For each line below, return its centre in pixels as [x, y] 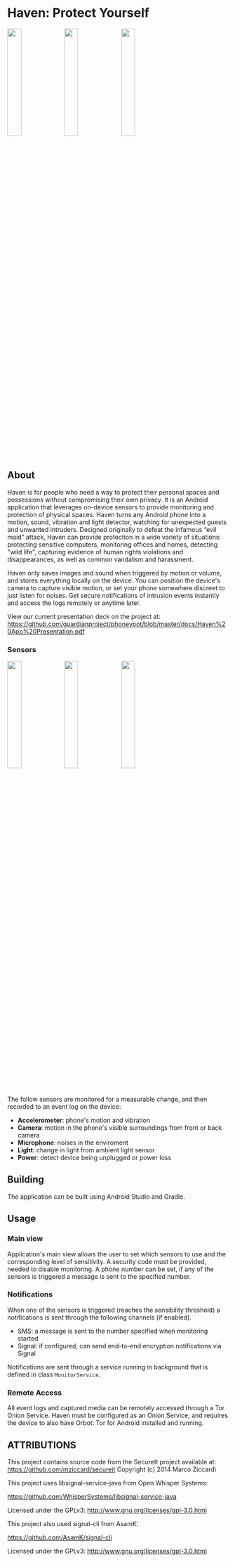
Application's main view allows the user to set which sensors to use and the [117, 1254]
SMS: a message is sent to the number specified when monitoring [113, 1331]
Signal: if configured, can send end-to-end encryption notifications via [120, 1346]
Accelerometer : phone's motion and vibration [84, 1120]
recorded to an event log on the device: [64, 1107]
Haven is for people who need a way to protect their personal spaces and [113, 492]
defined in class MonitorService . [54, 1374]
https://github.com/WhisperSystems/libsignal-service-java [92, 1496]
